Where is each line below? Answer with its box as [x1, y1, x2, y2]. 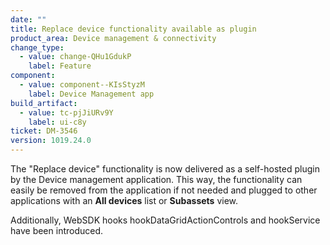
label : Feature [28, 61, 92, 71]
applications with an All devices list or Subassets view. [10, 195, 239, 206]
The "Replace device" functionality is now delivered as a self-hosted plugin [10, 163, 320, 175]
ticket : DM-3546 [10, 126, 78, 136]
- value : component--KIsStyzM [19, 80, 145, 90]
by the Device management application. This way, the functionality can [10, 174, 303, 185]
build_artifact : [10, 98, 78, 108]
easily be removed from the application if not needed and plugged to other [10, 184, 318, 196]
